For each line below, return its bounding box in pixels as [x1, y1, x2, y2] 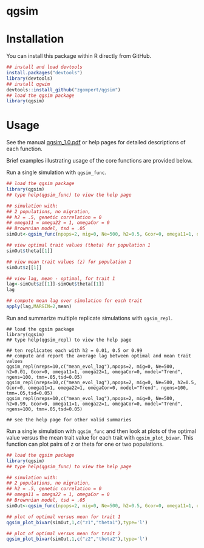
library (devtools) [6, 75, 53, 82]
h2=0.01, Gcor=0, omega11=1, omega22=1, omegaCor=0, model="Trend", [6, 368, 183, 375]
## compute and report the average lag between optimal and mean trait [6, 353, 191, 359]
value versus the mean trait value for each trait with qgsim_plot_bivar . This [6, 434, 194, 441]
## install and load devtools [6, 64, 83, 71]
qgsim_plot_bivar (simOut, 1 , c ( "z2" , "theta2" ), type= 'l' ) [6, 536, 148, 543]
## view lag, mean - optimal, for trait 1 [6, 275, 115, 281]
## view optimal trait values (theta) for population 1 [6, 242, 151, 248]
